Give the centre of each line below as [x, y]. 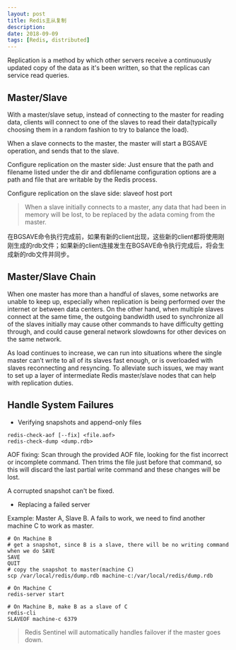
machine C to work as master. [51, 526]
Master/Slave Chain [52, 277]
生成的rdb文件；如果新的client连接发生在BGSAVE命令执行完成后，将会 [116, 245]
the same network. [35, 339]
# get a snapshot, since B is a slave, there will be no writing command [118, 545]
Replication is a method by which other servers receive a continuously [110, 60]
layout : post [26, 14]
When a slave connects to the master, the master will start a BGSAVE [107, 143]
